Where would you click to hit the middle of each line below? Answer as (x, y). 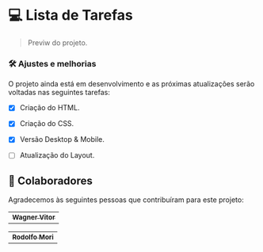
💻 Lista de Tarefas (71, 15)
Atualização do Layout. (57, 155)
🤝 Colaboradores (51, 180)
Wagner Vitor (34, 218)
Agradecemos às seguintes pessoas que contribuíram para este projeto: (126, 200)
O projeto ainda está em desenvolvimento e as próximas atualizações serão (131, 84)
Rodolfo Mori (33, 237)
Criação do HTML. (50, 108)
